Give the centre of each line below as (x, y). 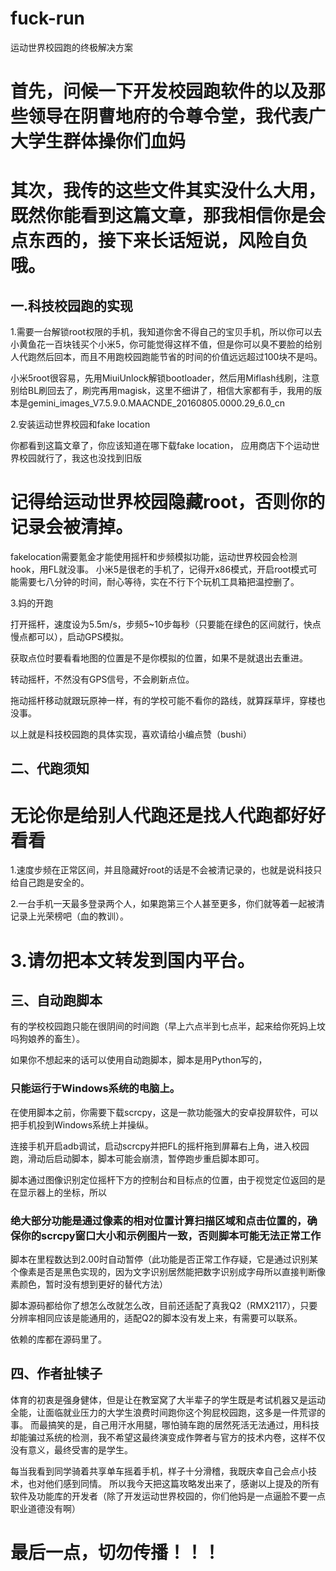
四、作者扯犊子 (56, 1373)
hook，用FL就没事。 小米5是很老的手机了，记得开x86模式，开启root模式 (159, 569)
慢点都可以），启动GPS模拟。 (70, 637)
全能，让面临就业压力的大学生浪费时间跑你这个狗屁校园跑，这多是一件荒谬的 (168, 1412)
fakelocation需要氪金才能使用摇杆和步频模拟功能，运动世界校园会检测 (154, 557)
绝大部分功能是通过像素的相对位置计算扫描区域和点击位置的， (159, 1220)
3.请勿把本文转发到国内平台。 (132, 960)
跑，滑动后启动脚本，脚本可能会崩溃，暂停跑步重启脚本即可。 (137, 1158)
